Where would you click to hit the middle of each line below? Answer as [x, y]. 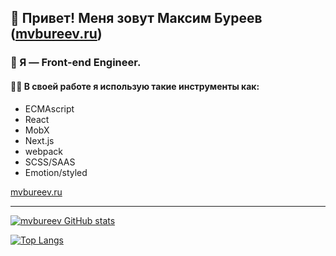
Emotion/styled [56, 172]
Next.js [39, 140]
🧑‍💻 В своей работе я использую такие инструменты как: [135, 86]
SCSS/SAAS [50, 162]
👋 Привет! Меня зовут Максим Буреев [136, 18]
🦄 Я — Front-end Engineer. [76, 63]
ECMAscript [49, 108]
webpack [43, 151]
